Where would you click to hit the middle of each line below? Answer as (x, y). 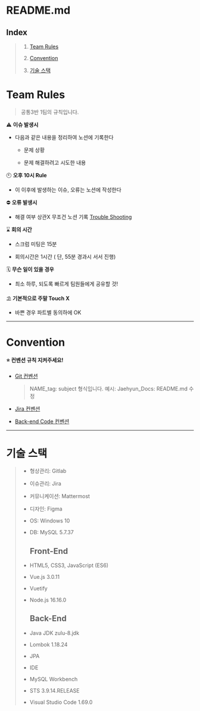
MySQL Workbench (54, 679)
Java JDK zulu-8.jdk (54, 633)
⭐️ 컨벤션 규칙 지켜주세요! (35, 360)
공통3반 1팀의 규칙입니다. (50, 112)
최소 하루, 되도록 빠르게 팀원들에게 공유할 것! (66, 284)
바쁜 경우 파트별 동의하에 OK (48, 312)
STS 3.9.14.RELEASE (54, 690)
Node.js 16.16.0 (48, 600)
